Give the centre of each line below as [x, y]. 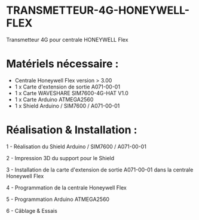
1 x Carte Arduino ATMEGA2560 [54, 99]
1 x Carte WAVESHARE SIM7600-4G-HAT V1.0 [71, 93]
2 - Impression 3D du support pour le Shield [60, 158]
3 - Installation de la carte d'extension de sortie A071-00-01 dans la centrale [100, 169]
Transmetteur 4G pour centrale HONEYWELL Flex [67, 39]
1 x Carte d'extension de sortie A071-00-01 [68, 87]
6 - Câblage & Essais [32, 210]
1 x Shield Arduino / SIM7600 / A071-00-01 [67, 106]
